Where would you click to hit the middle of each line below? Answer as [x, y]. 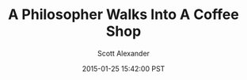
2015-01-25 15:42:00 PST [123, 68]
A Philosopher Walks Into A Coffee [123, 15]
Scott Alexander [123, 53]
